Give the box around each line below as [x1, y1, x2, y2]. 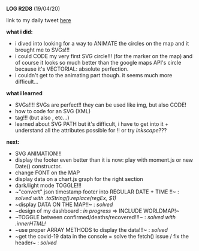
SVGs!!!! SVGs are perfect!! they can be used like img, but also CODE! [14, 101, 187, 108]
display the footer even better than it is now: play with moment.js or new [14, 156, 194, 164]
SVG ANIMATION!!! [14, 150, 62, 157]
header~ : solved [14, 239, 57, 246]
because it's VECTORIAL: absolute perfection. [14, 65, 129, 72]
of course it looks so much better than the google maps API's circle [14, 59, 182, 66]
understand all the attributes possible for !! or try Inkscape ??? [14, 127, 167, 134]
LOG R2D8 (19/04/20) [6, 5, 61, 12]
